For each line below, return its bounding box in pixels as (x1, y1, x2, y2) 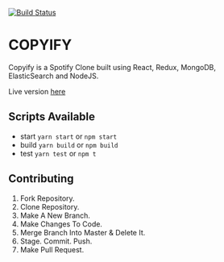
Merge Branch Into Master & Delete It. (19, 227, 146, 237)
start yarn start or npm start (19, 131, 118, 141)
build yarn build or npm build (19, 139, 118, 149)
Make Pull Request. (19, 244, 85, 254)
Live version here (8, 86, 66, 96)
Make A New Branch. (19, 210, 91, 220)
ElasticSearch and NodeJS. (8, 71, 99, 81)
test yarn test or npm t (19, 148, 97, 158)
